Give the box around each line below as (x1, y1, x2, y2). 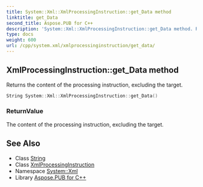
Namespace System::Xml (14, 167, 79, 174)
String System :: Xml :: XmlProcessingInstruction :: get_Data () (6, 93, 158, 99)
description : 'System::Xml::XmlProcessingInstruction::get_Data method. (6, 25, 193, 32)
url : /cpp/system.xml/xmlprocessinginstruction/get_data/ (6, 43, 155, 49)
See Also (6, 139, 40, 149)
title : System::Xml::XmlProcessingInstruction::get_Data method (6, 8, 172, 15)
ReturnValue (6, 107, 43, 116)
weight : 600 (6, 37, 36, 43)
